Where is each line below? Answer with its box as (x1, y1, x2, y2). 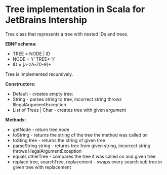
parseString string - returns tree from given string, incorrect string (12, 143, 151, 149)
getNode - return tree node (12, 126, 70, 133)
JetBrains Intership (5, 14, 88, 26)
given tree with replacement (12, 164, 71, 170)
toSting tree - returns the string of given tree (12, 137, 105, 143)
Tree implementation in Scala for (5, 4, 145, 15)
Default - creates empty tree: (12, 91, 73, 97)
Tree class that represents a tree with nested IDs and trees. (5, 31, 129, 37)
